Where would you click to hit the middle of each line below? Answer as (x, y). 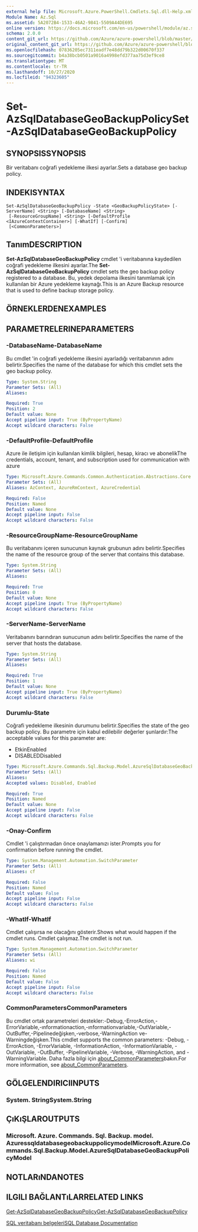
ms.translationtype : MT (35, 61)
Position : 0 (21, 592)
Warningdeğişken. (28, 1040)
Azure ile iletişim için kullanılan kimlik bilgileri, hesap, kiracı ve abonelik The (96, 453)
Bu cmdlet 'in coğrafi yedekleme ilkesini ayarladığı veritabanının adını (90, 358)
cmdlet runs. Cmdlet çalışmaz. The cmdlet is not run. (69, 938)
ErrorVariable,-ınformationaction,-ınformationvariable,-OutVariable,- (89, 1027)
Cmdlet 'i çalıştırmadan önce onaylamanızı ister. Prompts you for (83, 844)
